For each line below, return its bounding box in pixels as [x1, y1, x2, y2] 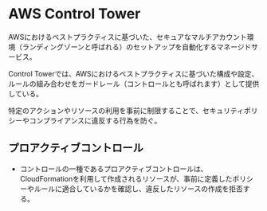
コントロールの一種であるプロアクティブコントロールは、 [19, 164, 209, 174]
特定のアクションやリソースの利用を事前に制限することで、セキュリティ [8, 105, 245, 115]
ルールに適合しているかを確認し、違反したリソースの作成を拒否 [33, 184, 243, 193]
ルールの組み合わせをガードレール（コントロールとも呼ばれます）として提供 [8, 79, 260, 88]
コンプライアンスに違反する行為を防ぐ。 [29, 115, 162, 125]
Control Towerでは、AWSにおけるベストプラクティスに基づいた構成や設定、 [8, 68, 259, 78]
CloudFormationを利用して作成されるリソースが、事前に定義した [19, 174, 233, 183]
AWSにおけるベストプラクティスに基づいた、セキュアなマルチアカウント [8, 32, 247, 41]
